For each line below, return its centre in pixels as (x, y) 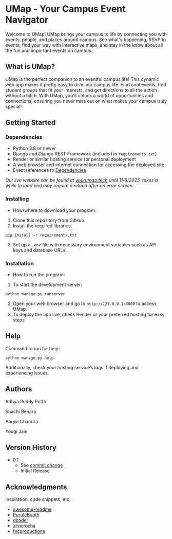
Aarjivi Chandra (22, 421)
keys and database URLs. (40, 250)
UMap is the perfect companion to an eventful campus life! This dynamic (82, 79)
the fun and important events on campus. (49, 50)
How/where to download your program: (54, 210)
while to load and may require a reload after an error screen (69, 186)
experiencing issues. (27, 373)
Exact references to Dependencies (49, 170)
